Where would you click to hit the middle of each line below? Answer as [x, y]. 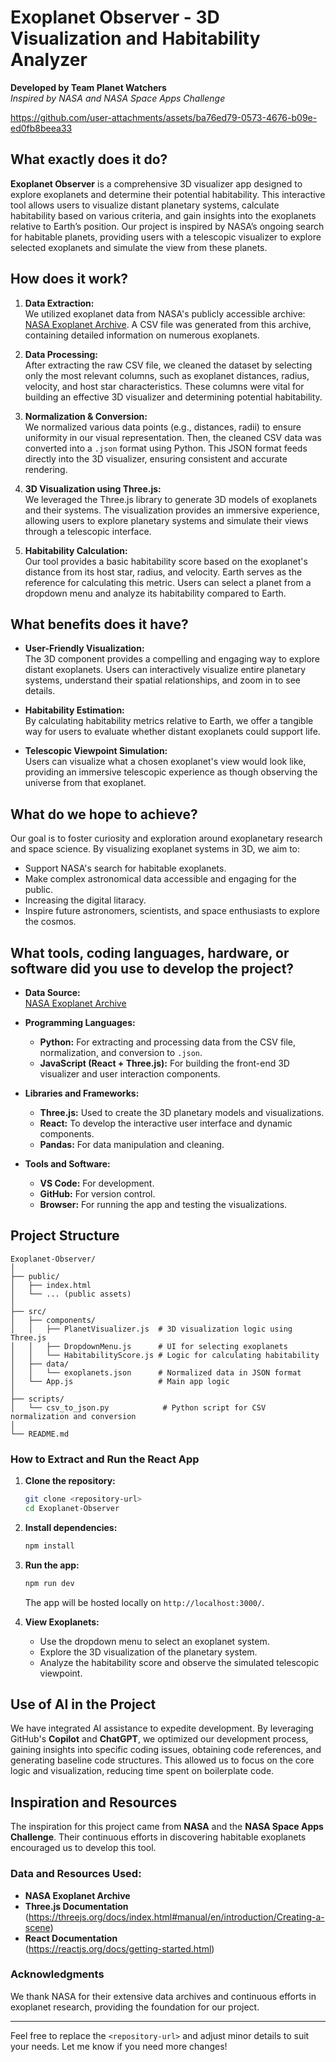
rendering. [46, 469]
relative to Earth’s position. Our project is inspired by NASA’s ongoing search [167, 226]
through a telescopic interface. [88, 531]
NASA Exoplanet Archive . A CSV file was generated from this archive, [168, 324]
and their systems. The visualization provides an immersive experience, [172, 510]
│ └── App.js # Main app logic [120, 1381]
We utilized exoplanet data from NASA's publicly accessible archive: [165, 313]
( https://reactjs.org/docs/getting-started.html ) [119, 1948]
